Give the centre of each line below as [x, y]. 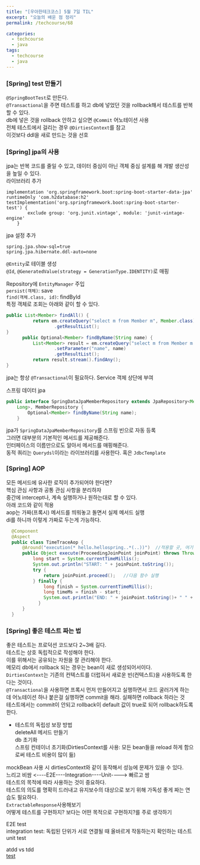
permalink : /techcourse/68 [40, 23]
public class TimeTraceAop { [48, 542]
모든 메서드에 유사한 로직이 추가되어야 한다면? [59, 482]
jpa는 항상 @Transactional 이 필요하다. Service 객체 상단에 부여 [80, 378]
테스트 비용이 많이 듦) [51, 755]
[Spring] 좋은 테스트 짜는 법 [44, 631]
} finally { [47, 581]
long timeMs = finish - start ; [82, 592]
